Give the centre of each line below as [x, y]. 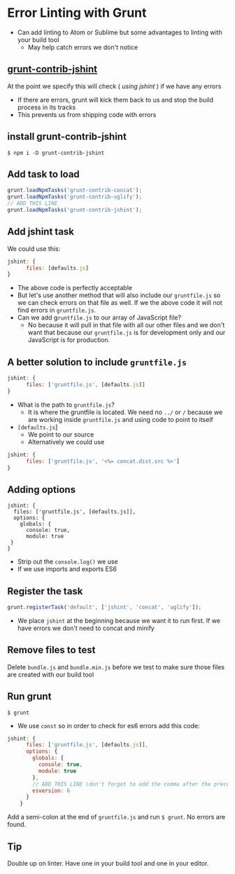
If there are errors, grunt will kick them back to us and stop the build [115, 100]
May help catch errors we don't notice [83, 47]
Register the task [45, 591]
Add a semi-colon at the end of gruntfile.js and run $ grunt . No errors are [116, 817]
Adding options [41, 490]
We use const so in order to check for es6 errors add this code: [108, 725]
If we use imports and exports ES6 [67, 569]
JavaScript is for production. [69, 340]
